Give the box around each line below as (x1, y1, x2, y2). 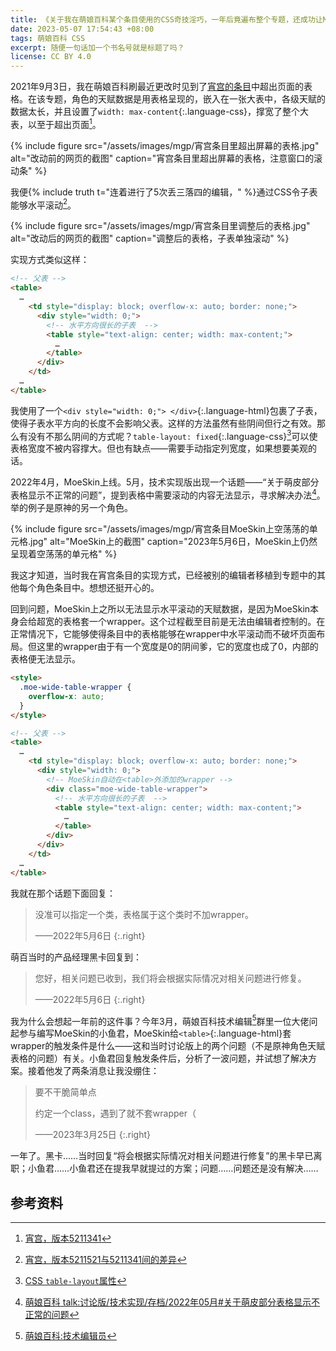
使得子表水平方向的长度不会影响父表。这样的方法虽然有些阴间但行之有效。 (10, 417, 317, 429)
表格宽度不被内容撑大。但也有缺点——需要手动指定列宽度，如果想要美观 (10, 442, 308, 455)
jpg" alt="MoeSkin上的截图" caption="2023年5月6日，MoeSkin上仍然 (30, 536, 318, 548)
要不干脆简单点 (34, 1086, 97, 1098)
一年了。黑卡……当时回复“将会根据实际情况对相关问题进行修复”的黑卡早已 (10, 1150, 314, 1162)
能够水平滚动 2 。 (10, 197, 77, 211)
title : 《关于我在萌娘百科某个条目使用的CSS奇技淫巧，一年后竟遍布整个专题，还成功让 (10, 14, 323, 25)
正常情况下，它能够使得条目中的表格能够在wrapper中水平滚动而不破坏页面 (10, 628, 317, 640)
